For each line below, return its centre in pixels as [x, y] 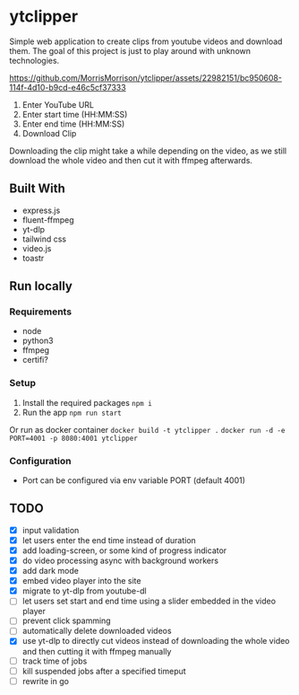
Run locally [41, 286]
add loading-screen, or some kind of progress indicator [124, 550]
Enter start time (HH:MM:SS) [75, 114]
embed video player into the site [81, 581]
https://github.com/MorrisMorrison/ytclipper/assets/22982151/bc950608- [145, 77]
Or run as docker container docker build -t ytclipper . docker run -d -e [147, 429]
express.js [41, 210]
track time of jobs [55, 661]
